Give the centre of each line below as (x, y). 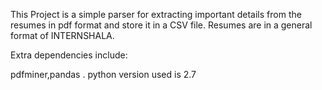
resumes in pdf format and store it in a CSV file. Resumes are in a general (161, 25)
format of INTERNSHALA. (62, 35)
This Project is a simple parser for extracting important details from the (156, 14)
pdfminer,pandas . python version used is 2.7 (103, 74)
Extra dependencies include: (69, 55)
